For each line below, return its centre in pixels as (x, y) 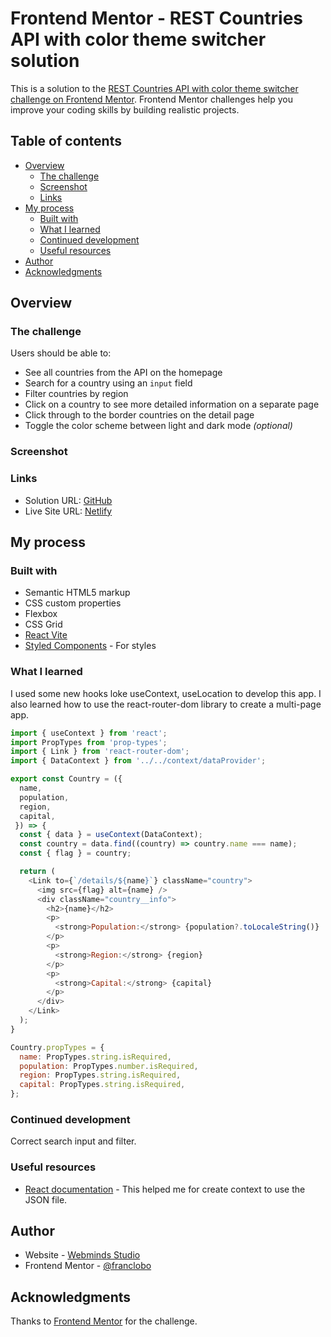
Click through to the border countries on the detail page (139, 415)
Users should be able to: (61, 353)
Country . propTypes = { (57, 1047)
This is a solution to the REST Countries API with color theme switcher (154, 88)
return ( (37, 872)
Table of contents (66, 141)
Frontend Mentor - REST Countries (157, 18)
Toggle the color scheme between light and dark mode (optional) (158, 426)
